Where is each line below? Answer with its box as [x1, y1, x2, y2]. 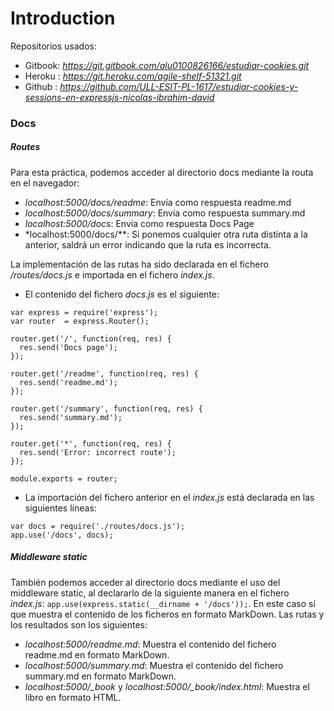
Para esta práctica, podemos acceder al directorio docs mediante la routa [10, 166, 314, 178]
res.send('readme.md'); [19, 377, 118, 387]
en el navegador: [10, 177, 80, 189]
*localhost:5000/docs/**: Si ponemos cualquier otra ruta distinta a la [24, 228, 308, 240]
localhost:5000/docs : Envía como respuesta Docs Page [24, 217, 255, 229]
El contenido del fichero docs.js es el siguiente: [24, 288, 220, 300]
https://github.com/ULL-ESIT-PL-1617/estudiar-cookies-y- [59, 80, 299, 92]
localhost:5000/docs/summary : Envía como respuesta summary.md [24, 207, 306, 219]
